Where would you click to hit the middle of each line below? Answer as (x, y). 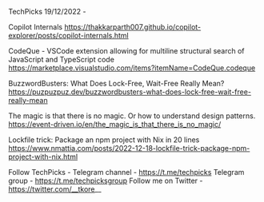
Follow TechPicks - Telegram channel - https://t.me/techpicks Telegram (126, 172)
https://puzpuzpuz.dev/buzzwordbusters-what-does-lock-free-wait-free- (130, 92)
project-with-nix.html (43, 156)
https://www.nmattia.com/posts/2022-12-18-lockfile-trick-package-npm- (129, 148)
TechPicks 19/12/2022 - (47, 12)
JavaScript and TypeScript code (61, 59)
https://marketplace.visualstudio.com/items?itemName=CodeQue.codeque (132, 68)
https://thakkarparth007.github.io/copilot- (132, 27)
